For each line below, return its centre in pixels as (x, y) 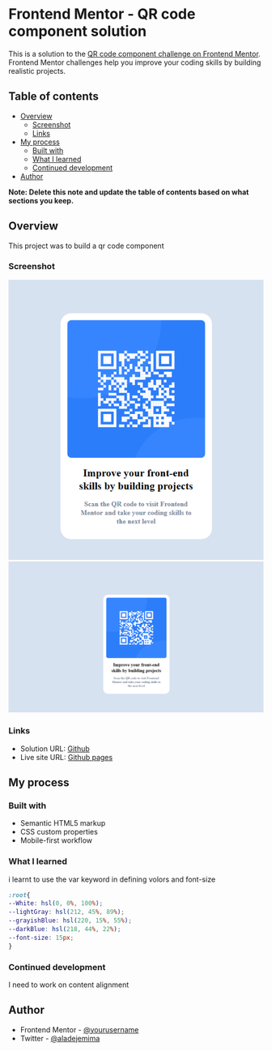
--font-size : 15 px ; (41, 938)
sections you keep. (41, 200)
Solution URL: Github (55, 748)
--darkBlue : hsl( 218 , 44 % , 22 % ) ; (65, 929)
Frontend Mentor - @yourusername (79, 1029)
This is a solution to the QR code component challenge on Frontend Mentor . (134, 53)
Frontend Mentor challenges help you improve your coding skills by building (135, 62)
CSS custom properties (59, 832)
